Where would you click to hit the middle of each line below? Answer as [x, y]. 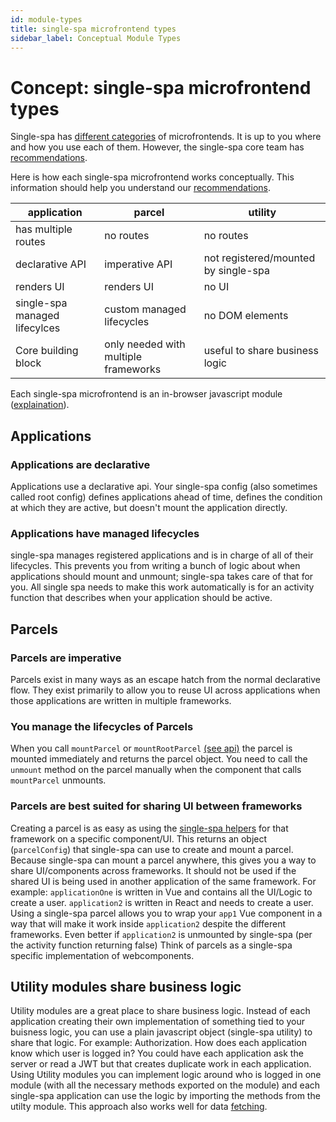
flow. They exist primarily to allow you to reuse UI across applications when [165, 690]
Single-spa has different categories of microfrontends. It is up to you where [166, 137]
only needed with [145, 344]
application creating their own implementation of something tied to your [158, 1022]
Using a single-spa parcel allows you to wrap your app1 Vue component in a [166, 913]
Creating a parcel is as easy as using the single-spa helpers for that [149, 828]
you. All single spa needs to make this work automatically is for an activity [162, 587]
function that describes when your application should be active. [141, 598]
